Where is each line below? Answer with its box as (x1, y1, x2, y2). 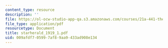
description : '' (5, 12, 39, 17)
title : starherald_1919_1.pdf (5, 30, 68, 35)
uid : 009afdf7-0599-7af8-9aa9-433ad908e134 (5, 35, 97, 40)
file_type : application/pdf (5, 21, 64, 26)
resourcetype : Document (5, 26, 55, 31)
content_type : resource (5, 7, 55, 12)
